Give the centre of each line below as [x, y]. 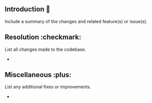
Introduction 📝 [28, 9]
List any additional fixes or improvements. [48, 87]
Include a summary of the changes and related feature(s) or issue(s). [76, 21]
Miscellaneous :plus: [38, 75]
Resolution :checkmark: [43, 37]
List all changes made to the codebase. [46, 49]
